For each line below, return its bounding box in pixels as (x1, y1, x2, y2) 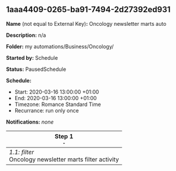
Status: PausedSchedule (6, 66, 66, 73)
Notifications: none (6, 118, 54, 125)
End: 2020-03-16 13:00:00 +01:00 (14, 94, 97, 101)
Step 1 (54, 132, 74, 140)
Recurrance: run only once (14, 107, 79, 114)
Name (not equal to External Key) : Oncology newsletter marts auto (6, 20, 167, 27)
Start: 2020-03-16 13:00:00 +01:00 (14, 88, 99, 95)
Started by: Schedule (6, 54, 58, 61)
